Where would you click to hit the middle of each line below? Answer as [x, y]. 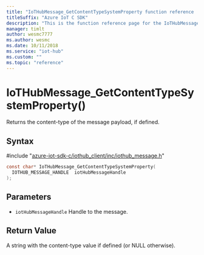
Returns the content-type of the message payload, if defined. [83, 122]
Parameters [29, 197]
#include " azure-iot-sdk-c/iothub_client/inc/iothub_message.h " [86, 156]
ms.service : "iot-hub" [35, 51]
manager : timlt [25, 29]
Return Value [31, 231]
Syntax [20, 141]
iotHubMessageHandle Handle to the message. [71, 211]
